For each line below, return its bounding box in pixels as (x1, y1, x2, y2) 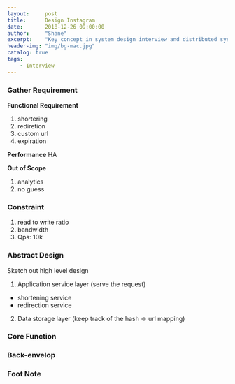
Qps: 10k (17, 233, 43, 242)
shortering (17, 115, 48, 123)
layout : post (7, 10, 58, 17)
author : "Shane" (7, 29, 68, 37)
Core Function (7, 332, 57, 341)
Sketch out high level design (7, 266, 89, 274)
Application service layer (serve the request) (17, 280, 146, 288)
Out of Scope (7, 163, 47, 172)
